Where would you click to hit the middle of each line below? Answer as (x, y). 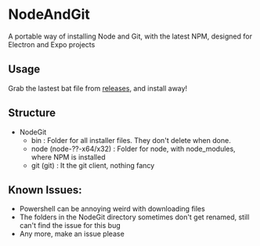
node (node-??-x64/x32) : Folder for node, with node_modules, (134, 149)
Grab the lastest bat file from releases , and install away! (98, 88)
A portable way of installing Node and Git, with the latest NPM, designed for (130, 36)
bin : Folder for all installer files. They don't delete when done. (131, 140)
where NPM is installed (68, 157)
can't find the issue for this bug (70, 226)
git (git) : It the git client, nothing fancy (93, 165)
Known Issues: (45, 190)
